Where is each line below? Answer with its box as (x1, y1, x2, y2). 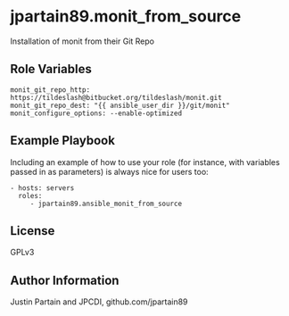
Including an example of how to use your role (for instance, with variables (10, 156, 280, 167)
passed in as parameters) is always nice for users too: (10, 166, 209, 177)
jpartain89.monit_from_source (10, 6, 242, 27)
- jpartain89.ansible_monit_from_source (29, 199, 182, 208)
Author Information (10, 272, 120, 287)
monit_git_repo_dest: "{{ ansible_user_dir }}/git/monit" (10, 101, 230, 110)
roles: (18, 191, 43, 200)
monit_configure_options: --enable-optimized (10, 109, 182, 118)
